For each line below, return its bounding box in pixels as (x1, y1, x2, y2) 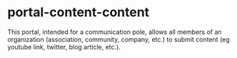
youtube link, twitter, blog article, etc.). (7, 42, 121, 51)
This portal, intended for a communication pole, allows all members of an (7, 28, 223, 36)
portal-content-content (7, 4, 150, 21)
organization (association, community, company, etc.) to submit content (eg (7, 35, 230, 43)
